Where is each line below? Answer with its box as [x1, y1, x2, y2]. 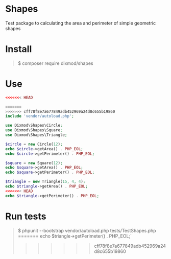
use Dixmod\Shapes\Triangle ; [5, 132, 67, 138]
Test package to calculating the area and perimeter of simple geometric [5, 20, 156, 26]
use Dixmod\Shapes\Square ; [5, 128, 63, 133]
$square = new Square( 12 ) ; [5, 160, 63, 166]
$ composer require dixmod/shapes [17, 60, 93, 66]
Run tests [5, 210, 46, 222]
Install [5, 43, 32, 55]
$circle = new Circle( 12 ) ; [5, 142, 63, 147]
